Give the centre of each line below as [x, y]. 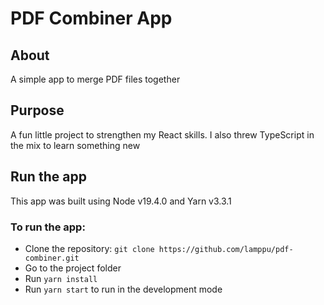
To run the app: [48, 227]
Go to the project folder [73, 268]
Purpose [37, 110]
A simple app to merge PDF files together [95, 79]
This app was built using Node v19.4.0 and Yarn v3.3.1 [121, 201]
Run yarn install [61, 278]
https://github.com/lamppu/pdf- [226, 249]
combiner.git [52, 258]
